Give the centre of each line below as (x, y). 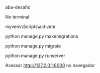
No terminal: (18, 17)
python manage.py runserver (35, 55)
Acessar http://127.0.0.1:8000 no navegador (50, 65)
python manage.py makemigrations (42, 36)
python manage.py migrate (33, 46)
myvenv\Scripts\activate (30, 26)
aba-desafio (18, 7)
